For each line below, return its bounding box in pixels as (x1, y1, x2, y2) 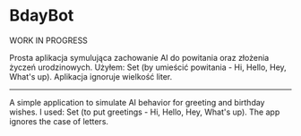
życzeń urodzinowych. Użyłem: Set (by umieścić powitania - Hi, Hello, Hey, (9, 62, 287, 72)
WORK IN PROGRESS (9, 35, 88, 46)
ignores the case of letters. (9, 115, 109, 126)
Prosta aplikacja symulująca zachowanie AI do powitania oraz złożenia (9, 52, 270, 63)
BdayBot (9, 5, 74, 26)
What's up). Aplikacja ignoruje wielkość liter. (9, 71, 173, 81)
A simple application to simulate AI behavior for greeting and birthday (9, 97, 265, 107)
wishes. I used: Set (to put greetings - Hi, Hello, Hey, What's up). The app (9, 106, 280, 117)
